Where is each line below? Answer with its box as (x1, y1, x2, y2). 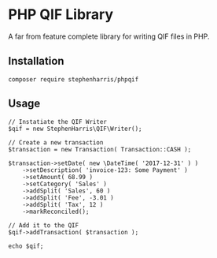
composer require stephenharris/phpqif (8, 75, 139, 84)
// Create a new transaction (8, 138, 104, 147)
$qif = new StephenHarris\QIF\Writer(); (8, 125, 143, 133)
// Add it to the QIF (8, 221, 79, 230)
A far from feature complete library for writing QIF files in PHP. (8, 32, 210, 41)
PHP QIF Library (8, 6, 114, 24)
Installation (8, 54, 64, 68)
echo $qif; (8, 242, 44, 250)
